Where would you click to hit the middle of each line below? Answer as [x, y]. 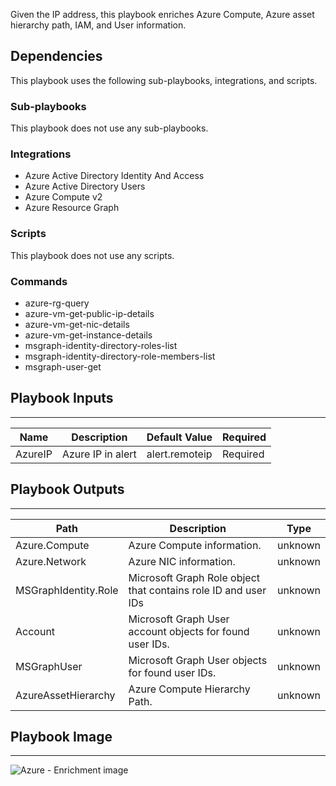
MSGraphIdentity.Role [67, 590]
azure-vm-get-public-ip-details [89, 313]
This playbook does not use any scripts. [92, 255]
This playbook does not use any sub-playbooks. [109, 128]
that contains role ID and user [197, 590]
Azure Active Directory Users [85, 186]
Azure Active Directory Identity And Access [114, 176]
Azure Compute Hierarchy [189, 689]
